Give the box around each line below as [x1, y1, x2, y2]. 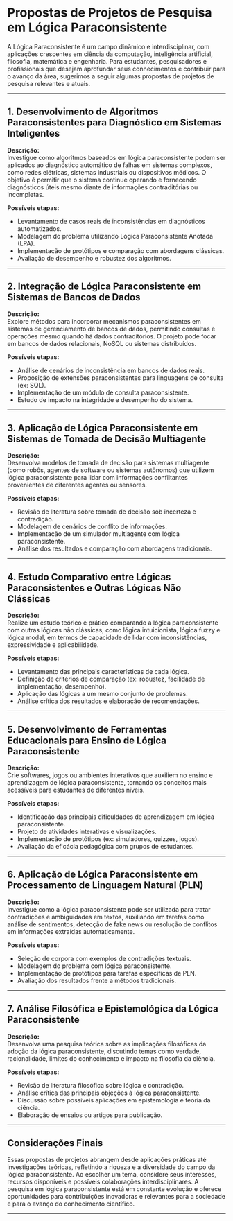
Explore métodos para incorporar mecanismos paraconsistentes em [7, 317, 201, 325]
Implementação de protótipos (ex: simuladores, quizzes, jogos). [17, 835, 200, 843]
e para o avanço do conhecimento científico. [7, 1200, 135, 1208]
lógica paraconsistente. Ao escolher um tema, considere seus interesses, [7, 1170, 217, 1179]
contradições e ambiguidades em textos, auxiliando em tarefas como [7, 912, 205, 921]
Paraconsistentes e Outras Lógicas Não [7, 582, 182, 594]
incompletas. [7, 190, 44, 198]
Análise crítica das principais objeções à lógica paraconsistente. [17, 1089, 201, 1097]
